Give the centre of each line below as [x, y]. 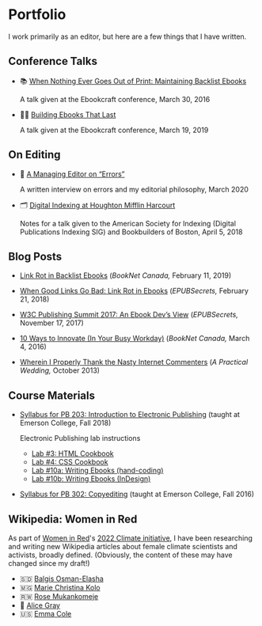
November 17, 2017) [52, 323]
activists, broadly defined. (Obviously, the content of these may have [120, 555]
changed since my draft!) [49, 563]
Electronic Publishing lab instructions [80, 438]
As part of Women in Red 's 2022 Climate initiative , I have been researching [131, 538]
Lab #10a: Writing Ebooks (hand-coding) [97, 470]
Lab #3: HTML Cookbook [73, 453]
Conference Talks [53, 61]
